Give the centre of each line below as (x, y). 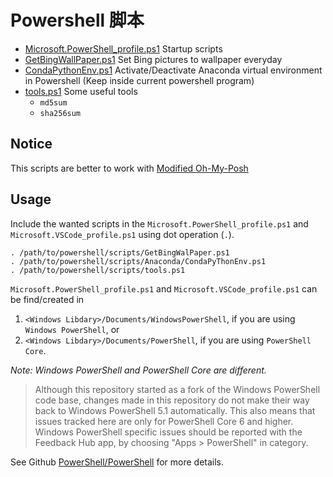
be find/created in (47, 299)
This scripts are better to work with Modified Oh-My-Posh (129, 168)
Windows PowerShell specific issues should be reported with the (168, 432)
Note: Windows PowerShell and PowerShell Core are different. (138, 370)
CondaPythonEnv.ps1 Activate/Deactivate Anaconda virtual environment (173, 70)
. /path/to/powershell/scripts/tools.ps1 (98, 270)
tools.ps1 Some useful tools (81, 91)
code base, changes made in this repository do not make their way (172, 400)
